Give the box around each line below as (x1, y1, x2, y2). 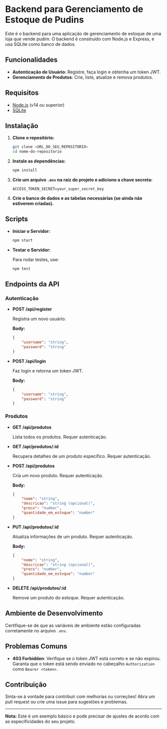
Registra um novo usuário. (12, 316, 66, 322)
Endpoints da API (5, 280, 60, 288)
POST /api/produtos (12, 463, 55, 469)
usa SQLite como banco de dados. (5, 41, 76, 47)
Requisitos (5, 89, 39, 97)
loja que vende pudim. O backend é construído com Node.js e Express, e (5, 36, 155, 42)
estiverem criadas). (12, 200, 54, 206)
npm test (12, 266, 31, 271)
